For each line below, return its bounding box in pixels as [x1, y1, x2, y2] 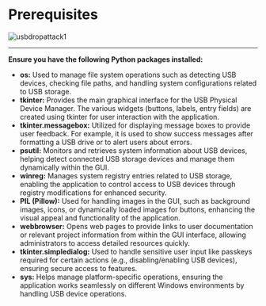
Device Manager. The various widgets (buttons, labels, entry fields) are [19, 103, 252, 113]
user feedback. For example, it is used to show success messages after [19, 128, 253, 138]
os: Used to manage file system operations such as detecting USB [19, 70, 237, 79]
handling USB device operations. [19, 289, 127, 298]
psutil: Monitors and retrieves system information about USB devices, [19, 145, 248, 155]
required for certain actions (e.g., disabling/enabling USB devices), [19, 255, 237, 265]
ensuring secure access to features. [19, 263, 138, 273]
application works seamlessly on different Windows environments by [19, 280, 245, 290]
